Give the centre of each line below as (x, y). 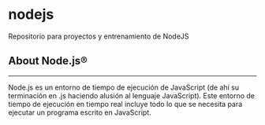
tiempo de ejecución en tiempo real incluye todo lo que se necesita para (125, 104)
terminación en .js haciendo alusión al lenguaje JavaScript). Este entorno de (131, 95)
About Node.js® (48, 61)
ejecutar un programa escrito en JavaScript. (80, 112)
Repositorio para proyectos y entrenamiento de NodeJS (99, 36)
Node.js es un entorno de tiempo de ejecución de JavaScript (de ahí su (124, 87)
